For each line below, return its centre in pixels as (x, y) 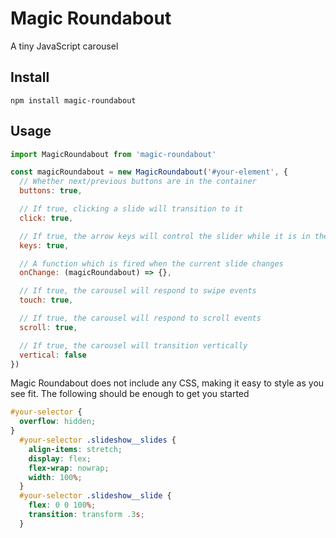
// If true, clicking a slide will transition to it (131, 209)
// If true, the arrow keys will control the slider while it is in (165, 236)
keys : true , (44, 245)
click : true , (46, 218)
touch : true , (46, 300)
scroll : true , (48, 327)
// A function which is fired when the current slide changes (151, 263)
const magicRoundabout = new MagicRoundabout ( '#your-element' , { (149, 172)
